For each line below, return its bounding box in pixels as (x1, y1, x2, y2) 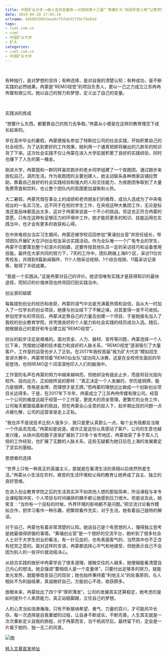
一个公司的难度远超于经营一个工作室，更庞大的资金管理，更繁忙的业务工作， (5, 396, 162, 402)
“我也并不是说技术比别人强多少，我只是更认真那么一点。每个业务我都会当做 (5, 419, 160, 426)
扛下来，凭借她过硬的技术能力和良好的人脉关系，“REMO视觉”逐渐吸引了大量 (5, 342, 162, 349)
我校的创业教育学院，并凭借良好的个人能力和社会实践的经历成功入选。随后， (5, 319, 162, 325)
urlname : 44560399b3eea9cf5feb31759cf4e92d (5, 16, 97, 21)
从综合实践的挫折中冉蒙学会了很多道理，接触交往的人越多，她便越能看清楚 (5, 560, 158, 566)
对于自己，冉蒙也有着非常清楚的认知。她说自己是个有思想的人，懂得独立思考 (5, 524, 162, 530)
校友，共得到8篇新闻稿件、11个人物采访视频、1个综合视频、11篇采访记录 (9, 257, 157, 262)
